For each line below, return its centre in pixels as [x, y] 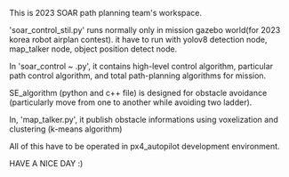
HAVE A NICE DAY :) [46, 163]
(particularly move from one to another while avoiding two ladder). [131, 102]
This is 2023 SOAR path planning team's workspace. [106, 13]
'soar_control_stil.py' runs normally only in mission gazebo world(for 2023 [145, 30]
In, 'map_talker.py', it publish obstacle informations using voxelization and [144, 120]
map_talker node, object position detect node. [93, 49]
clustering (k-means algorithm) [66, 129]
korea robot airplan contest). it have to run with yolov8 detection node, [138, 40]
